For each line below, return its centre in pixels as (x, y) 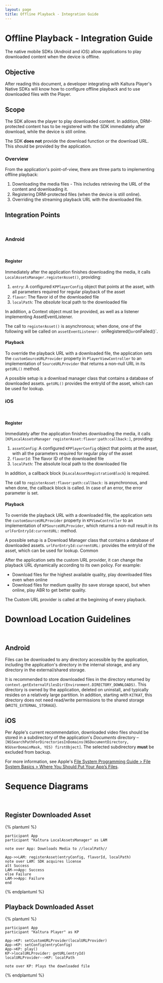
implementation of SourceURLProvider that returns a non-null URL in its (75, 363)
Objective (20, 72)
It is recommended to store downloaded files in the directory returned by (78, 680)
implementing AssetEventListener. (39, 317)
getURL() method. (23, 369)
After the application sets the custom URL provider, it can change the (74, 560)
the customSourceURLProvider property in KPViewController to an (69, 520)
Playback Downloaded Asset (49, 907)
